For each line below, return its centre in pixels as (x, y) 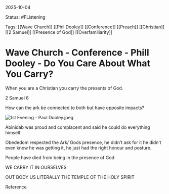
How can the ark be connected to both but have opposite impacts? (75, 108)
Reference (16, 187)
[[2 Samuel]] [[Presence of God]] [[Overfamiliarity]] (59, 32)
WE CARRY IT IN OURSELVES (36, 167)
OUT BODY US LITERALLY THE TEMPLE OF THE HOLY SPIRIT (70, 177)
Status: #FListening (25, 17)
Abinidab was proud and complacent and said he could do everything (78, 127)
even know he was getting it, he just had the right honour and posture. (78, 148)
